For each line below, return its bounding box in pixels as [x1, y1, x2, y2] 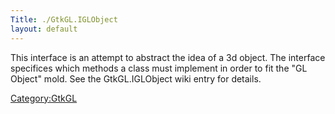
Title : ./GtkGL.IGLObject [10, 14, 118, 25]
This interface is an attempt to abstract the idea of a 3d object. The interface [10, 51, 326, 63]
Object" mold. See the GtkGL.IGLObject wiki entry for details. [10, 72, 262, 85]
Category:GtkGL [10, 92, 78, 104]
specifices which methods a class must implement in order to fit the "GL [10, 62, 308, 74]
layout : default [10, 24, 78, 34]
